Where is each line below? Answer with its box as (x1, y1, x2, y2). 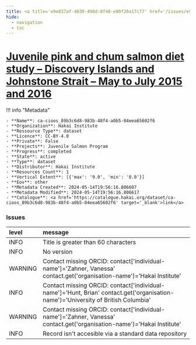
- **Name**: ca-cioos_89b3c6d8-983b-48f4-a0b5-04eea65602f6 (6, 118, 156, 124)
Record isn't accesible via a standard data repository (43, 330, 187, 338)
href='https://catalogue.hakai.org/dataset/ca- (58, 195, 176, 201)
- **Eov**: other (6, 180, 48, 185)
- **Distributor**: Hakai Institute (6, 164, 95, 170)
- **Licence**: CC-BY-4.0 (6, 133, 69, 139)
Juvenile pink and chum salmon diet (6, 50, 185, 63)
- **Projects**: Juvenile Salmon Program (6, 144, 108, 150)
